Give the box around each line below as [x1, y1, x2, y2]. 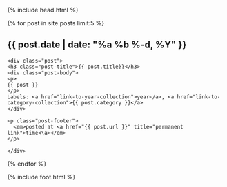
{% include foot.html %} [7, 173, 76, 181]
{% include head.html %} [7, 6, 79, 14]
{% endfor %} [7, 159, 47, 168]
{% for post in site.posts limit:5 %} [7, 19, 105, 27]
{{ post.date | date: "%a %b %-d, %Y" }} [7, 39, 188, 51]
